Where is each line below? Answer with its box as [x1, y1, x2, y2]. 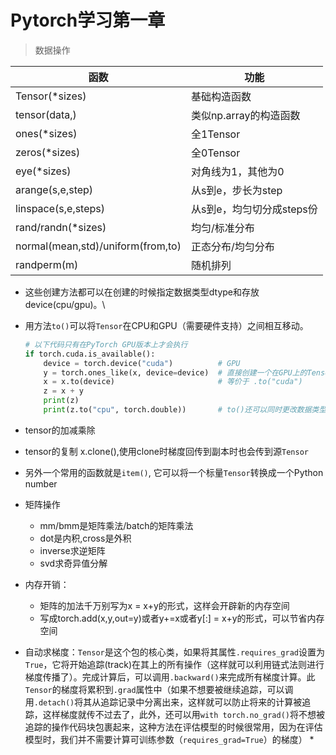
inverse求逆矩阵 [39, 544, 106, 556]
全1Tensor [190, 127, 241, 141]
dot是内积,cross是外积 [39, 532, 132, 544]
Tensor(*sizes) [15, 89, 87, 103]
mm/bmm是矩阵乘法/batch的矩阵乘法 [39, 519, 194, 531]
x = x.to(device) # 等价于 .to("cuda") [43, 377, 303, 387]
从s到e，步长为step [190, 183, 283, 197]
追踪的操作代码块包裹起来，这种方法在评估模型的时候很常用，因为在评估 [24, 721, 323, 733]
